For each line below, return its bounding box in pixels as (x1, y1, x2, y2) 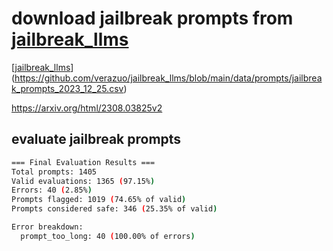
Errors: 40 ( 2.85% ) (11, 185, 93, 196)
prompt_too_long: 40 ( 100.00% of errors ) (20, 231, 196, 241)
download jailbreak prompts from (11, 7, 294, 30)
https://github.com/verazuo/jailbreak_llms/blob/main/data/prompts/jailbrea (14, 72, 323, 84)
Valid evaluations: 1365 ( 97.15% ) (11, 176, 156, 186)
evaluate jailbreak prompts (11, 131, 182, 148)
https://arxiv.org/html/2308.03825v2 (11, 102, 163, 114)
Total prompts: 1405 (11, 167, 98, 177)
